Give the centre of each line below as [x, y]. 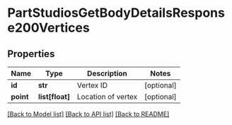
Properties [31, 54]
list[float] [54, 97]
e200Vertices [48, 28]
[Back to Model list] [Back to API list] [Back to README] [88, 114]
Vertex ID [92, 85]
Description [107, 73]
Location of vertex [107, 97]
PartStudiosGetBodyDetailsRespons [116, 13]
